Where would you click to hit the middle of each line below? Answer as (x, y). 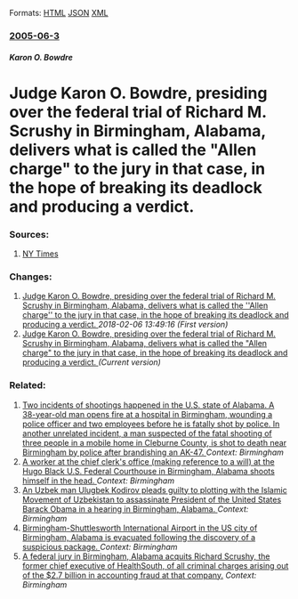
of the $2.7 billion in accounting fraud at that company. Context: (139, 575)
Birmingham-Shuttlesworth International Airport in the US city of (140, 528)
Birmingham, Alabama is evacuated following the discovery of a (139, 537)
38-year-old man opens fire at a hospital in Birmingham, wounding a (147, 414)
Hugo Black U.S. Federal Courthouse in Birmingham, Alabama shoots (149, 471)
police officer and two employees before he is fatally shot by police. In (151, 424)
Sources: (29, 234)
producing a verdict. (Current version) (92, 362)
